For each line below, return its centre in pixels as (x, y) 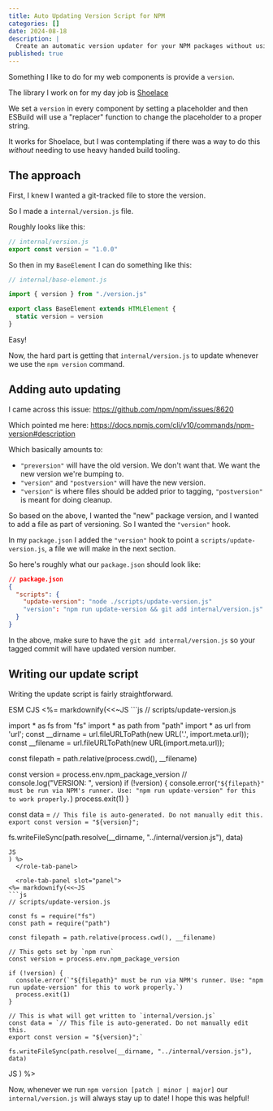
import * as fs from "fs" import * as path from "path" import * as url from (130, 725)
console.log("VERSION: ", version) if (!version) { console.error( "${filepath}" (136, 782)
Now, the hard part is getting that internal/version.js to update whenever (134, 355)
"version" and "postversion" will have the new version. (113, 482)
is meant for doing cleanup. (66, 499)
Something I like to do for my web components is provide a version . (122, 77)
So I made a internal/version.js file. (71, 211)
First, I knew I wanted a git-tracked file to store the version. (107, 195)
